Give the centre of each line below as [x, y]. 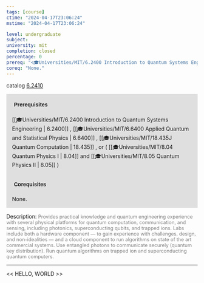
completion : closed [31, 51]
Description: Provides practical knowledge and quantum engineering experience [100, 216]
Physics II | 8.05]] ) [36, 165]
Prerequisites [31, 104]
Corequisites [30, 184]
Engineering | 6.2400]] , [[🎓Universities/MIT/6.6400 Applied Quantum [100, 129]
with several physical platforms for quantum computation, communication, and [96, 222]
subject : [17, 40]
